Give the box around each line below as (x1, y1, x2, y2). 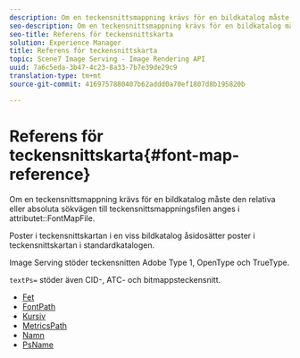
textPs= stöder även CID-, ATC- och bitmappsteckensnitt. (9, 274, 221, 285)
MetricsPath (21, 320, 68, 331)
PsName (21, 339, 54, 350)
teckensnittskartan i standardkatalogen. (9, 239, 155, 251)
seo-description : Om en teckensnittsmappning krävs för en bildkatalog (9, 21, 281, 30)
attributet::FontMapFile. (9, 212, 96, 224)
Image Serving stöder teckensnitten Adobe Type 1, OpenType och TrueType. (9, 257, 290, 268)
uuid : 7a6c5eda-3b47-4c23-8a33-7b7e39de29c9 (9, 64, 178, 72)
